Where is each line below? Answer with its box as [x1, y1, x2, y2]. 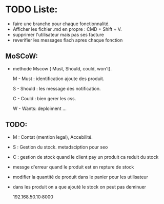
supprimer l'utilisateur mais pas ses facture [12, 31, 104, 38]
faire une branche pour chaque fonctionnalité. [12, 21, 110, 27]
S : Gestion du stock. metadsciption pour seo [12, 144, 108, 150]
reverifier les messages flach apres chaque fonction [12, 37, 123, 43]
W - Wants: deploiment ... [12, 105, 67, 112]
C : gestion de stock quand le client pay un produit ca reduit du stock [12, 154, 159, 160]
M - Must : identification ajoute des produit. [12, 76, 105, 82]
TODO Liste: [5, 4, 58, 15]
